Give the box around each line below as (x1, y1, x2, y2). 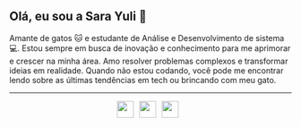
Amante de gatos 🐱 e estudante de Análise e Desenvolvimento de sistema (9, 32, 285, 43)
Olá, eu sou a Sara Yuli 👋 (9, 9, 147, 24)
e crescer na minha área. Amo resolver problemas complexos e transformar (9, 55, 288, 66)
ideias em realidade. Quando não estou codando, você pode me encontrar (9, 64, 284, 76)
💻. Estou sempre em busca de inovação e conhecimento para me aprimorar (9, 42, 291, 54)
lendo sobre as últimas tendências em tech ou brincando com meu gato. (9, 74, 277, 85)
